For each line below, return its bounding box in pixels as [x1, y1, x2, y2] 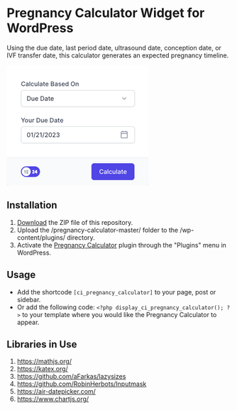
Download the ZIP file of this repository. [16, 218, 133, 226]
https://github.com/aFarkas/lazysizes [16, 372, 126, 381]
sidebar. [16, 295, 41, 304]
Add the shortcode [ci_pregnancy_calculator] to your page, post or [16, 287, 216, 296]
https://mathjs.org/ [16, 357, 72, 366]
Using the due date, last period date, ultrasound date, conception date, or [6, 43, 221, 52]
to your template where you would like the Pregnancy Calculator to [21, 310, 217, 318]
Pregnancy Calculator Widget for [6, 5, 205, 21]
